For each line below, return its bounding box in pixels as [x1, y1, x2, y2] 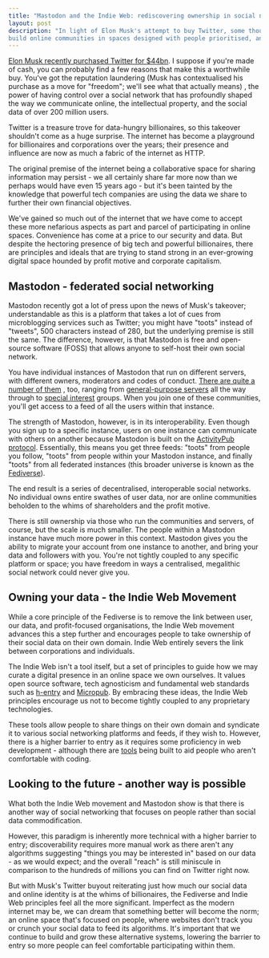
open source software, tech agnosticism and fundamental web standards [8, 679, 250, 688]
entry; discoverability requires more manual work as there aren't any [8, 839, 234, 849]
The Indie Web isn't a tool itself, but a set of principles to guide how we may [8, 661, 259, 671]
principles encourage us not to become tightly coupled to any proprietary [8, 696, 251, 705]
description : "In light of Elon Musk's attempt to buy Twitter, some [8, 26, 246, 35]
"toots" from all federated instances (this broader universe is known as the [8, 460, 255, 469]
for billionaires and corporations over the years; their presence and [8, 140, 230, 149]
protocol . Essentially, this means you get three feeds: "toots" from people [8, 443, 251, 453]
